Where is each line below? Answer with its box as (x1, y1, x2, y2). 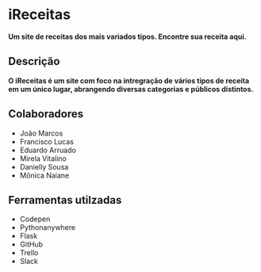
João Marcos (19, 128, 63, 138)
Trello (19, 248, 39, 258)
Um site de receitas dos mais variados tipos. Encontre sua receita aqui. (8, 32, 248, 41)
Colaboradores (8, 107, 84, 121)
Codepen (19, 214, 51, 224)
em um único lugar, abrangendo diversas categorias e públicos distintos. (8, 84, 254, 94)
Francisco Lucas (19, 136, 74, 146)
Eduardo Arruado (19, 145, 77, 155)
